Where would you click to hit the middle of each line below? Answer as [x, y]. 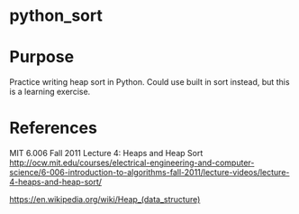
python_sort [56, 16]
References [53, 128]
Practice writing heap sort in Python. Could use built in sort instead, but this [149, 82]
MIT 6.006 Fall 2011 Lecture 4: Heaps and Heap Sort [106, 154]
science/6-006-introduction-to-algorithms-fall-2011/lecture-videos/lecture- [149, 172]
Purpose [42, 57]
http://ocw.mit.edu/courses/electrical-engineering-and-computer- [132, 163]
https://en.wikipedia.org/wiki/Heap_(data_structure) [105, 200]
